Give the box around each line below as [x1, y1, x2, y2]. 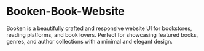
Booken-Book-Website [6, 4, 125, 18]
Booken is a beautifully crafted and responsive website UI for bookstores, [6, 25, 192, 32]
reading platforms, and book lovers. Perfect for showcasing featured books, [6, 31, 198, 38]
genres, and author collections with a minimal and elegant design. [6, 37, 173, 45]
